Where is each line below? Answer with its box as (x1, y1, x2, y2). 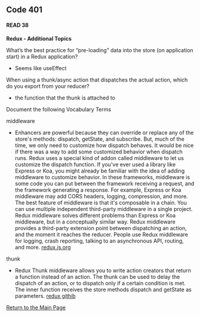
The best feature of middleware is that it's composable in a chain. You (14, 199, 187, 206)
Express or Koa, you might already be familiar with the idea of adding (14, 167, 185, 174)
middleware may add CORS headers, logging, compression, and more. (14, 192, 188, 200)
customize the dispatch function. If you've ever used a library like (14, 161, 176, 168)
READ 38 (6, 21, 29, 29)
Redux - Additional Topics (6, 35, 72, 42)
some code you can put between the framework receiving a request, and (14, 180, 195, 187)
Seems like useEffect (14, 64, 67, 71)
